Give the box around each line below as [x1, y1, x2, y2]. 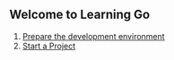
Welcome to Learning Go [9, 7, 151, 22]
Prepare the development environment [22, 30, 165, 41]
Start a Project [22, 40, 76, 51]
